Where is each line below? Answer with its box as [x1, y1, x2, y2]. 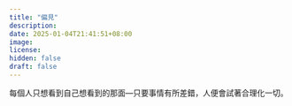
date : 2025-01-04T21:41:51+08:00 [9, 29, 133, 38]
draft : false [9, 63, 58, 72]
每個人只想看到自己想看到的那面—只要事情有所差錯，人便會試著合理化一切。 [9, 87, 288, 98]
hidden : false [9, 54, 62, 63]
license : [9, 46, 42, 55]
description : [9, 21, 58, 30]
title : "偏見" [9, 12, 59, 22]
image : [9, 37, 34, 47]
